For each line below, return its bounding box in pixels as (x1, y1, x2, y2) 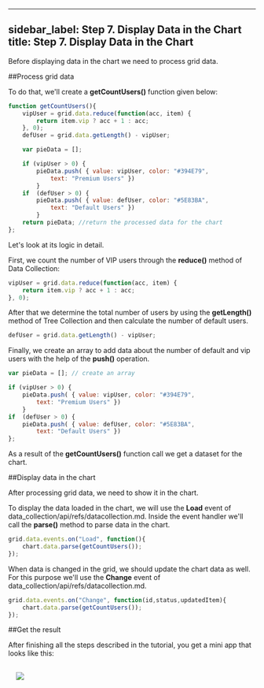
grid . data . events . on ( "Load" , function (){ (8, 535, 146, 544)
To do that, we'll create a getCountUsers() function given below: (8, 87, 218, 96)
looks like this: (8, 649, 55, 658)
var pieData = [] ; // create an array (8, 370, 135, 377)
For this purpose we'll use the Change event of (8, 572, 161, 582)
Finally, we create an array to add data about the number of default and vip (8, 346, 251, 355)
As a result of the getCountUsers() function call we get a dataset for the (8, 449, 243, 459)
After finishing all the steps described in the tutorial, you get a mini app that (8, 640, 251, 650)
